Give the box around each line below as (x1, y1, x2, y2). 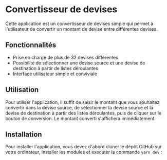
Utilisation (5, 85, 39, 94)
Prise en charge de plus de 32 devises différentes (12, 54, 118, 60)
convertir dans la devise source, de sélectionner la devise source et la (5, 104, 154, 110)
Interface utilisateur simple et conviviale (12, 71, 98, 77)
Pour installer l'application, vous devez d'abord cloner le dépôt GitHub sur (5, 144, 162, 150)
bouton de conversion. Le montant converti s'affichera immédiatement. (5, 115, 156, 121)
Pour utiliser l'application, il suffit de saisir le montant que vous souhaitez (5, 99, 160, 105)
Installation (5, 130, 42, 139)
